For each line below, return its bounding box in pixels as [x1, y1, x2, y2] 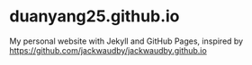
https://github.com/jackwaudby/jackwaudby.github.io [9, 45, 207, 55]
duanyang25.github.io [9, 6, 180, 27]
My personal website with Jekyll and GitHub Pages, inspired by [9, 36, 244, 46]
